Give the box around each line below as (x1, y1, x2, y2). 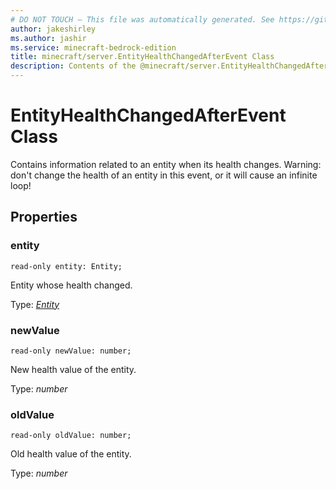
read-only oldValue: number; (10, 431, 132, 441)
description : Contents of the (10, 61, 137, 71)
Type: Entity (10, 298, 60, 310)
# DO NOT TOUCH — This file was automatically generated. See (10, 14, 275, 25)
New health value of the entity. (10, 363, 137, 375)
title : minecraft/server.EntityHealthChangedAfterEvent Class (10, 52, 275, 62)
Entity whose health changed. (10, 279, 133, 291)
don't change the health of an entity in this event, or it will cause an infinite (10, 169, 318, 181)
